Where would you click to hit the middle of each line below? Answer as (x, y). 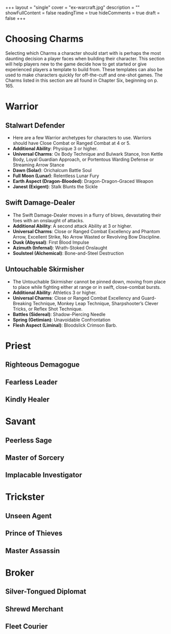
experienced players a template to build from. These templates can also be (84, 69)
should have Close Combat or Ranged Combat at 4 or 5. (71, 143)
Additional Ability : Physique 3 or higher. (55, 149)
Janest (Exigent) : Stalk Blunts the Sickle (55, 186)
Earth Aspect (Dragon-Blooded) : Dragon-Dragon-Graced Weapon (83, 181)
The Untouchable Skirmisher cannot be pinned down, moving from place (89, 282)
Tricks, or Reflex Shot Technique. (47, 309)
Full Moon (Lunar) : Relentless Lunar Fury (56, 176)
